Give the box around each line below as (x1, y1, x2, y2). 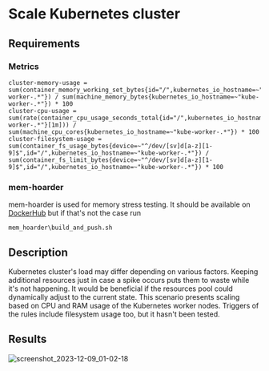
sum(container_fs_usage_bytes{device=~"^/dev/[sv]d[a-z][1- (8, 142, 214, 150)
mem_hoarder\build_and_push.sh (8, 224, 113, 232)
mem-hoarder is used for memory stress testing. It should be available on (8, 200, 251, 209)
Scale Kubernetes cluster (8, 5, 181, 23)
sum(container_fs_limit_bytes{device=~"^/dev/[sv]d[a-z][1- (8, 155, 214, 164)
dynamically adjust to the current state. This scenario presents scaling (8, 292, 240, 301)
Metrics (8, 61, 39, 72)
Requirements (8, 37, 80, 50)
